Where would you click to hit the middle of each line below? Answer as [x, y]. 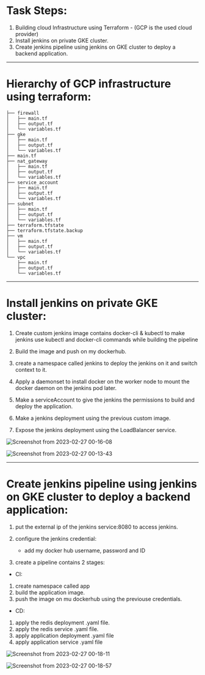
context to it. [31, 369]
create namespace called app [52, 586]
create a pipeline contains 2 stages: [60, 562]
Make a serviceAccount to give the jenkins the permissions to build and [105, 400]
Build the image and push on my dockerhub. [71, 351]
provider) [27, 34]
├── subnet [20, 204]
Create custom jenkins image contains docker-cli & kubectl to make [100, 333]
